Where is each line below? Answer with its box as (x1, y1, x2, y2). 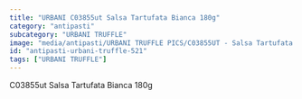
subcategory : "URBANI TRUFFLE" (9, 30, 127, 39)
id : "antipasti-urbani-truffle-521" (9, 47, 147, 56)
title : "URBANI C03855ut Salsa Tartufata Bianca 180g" (9, 13, 221, 22)
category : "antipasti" (9, 22, 95, 31)
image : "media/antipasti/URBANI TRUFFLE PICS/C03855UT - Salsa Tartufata (9, 38, 294, 48)
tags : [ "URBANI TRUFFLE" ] (9, 55, 107, 64)
